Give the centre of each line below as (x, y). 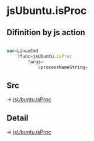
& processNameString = (63, 67)
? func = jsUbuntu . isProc (45, 56)
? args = (36, 62)
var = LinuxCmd (22, 51)
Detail (18, 118)
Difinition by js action (46, 32)
